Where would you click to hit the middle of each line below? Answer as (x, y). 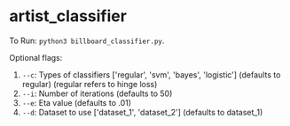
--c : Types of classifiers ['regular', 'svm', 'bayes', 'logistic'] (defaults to (151, 74)
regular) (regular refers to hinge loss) (90, 84)
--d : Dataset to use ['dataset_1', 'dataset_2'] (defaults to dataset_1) (142, 112)
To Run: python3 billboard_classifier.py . (87, 41)
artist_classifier (68, 16)
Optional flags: (36, 57)
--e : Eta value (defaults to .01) (76, 102)
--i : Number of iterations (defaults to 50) (97, 93)
